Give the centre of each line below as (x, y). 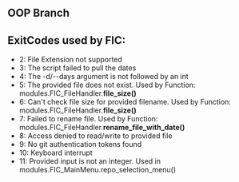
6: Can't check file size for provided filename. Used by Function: (125, 102)
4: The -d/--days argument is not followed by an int (104, 77)
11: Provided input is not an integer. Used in (90, 161)
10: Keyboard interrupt (56, 153)
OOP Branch (38, 13)
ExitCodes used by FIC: (67, 40)
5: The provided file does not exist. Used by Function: (107, 85)
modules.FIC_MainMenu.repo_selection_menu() (98, 170)
